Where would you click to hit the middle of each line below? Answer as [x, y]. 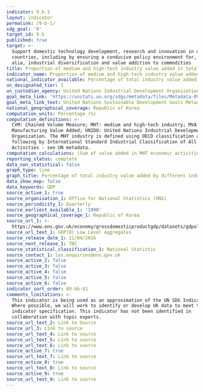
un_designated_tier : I [35, 86]
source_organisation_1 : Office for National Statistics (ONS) [87, 198]
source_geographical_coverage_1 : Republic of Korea [73, 215]
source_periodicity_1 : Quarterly [49, 204]
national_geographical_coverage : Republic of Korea [73, 108]
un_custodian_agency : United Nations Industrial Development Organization [103, 91]
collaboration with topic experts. [57, 317]
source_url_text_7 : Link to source [51, 357]
